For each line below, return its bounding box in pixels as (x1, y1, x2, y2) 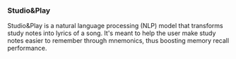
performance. (7, 44, 47, 53)
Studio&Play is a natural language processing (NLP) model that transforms (7, 22, 224, 30)
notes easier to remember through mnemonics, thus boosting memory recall (7, 37, 230, 45)
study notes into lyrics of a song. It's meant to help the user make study (7, 29, 216, 37)
